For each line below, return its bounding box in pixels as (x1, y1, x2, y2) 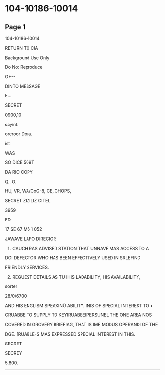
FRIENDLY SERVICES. (5, 264, 49, 270)
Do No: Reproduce (5, 64, 43, 70)
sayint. (5, 122, 19, 127)
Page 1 (5, 23, 26, 31)
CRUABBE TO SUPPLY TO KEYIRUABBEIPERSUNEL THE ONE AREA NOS (5, 312, 152, 318)
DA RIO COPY (5, 169, 33, 175)
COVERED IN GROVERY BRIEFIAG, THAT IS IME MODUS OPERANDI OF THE (5, 322, 158, 327)
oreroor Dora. (5, 131, 33, 137)
